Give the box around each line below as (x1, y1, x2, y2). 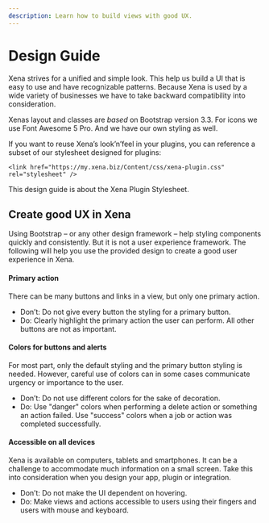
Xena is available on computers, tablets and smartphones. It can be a (8, 455, 238, 465)
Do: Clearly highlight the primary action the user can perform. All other (19, 316, 255, 325)
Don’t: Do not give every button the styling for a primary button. (19, 307, 231, 316)
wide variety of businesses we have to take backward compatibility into (8, 90, 246, 100)
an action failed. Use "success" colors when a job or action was (19, 410, 232, 420)
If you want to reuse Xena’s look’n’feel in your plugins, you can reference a (8, 139, 256, 149)
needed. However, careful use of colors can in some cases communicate (8, 369, 250, 379)
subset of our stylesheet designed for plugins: (8, 147, 162, 157)
